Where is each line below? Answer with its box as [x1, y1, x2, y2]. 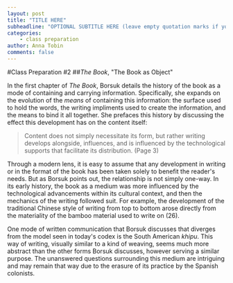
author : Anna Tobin [7, 42, 64, 49]
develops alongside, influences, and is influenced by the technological [24, 139, 225, 147]
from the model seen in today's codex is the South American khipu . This [7, 232, 214, 240]
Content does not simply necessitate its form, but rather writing [24, 131, 206, 139]
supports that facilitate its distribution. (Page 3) [24, 146, 159, 155]
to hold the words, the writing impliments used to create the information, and [7, 103, 226, 112]
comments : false [7, 49, 54, 56]
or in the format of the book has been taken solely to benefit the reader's [7, 167, 216, 175]
